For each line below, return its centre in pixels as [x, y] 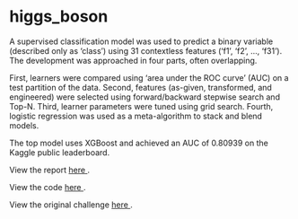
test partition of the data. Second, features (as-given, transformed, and [140, 87]
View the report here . [50, 170]
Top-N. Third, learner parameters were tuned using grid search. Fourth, [141, 106]
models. [24, 125]
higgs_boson [59, 17]
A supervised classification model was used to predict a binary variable [141, 41]
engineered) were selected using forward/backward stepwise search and [145, 97]
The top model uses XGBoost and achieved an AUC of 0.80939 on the [139, 143]
